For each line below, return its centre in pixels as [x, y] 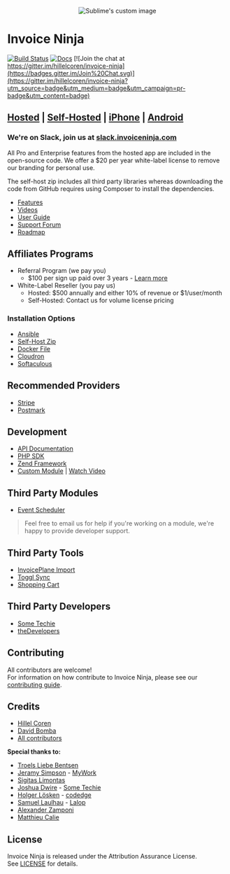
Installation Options [41, 318]
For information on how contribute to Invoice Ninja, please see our [102, 677]
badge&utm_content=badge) [49, 95]
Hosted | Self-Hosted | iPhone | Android [95, 118]
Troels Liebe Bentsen [48, 766]
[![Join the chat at [99, 58]
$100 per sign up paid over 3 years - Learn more [98, 278]
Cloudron [31, 356]
